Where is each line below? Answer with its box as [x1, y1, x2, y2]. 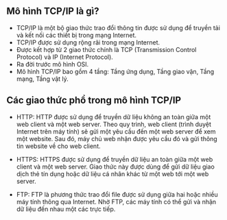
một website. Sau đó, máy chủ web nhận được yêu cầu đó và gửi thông [16, 134, 217, 143]
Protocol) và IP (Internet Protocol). [16, 53, 114, 61]
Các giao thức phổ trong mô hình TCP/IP [6, 95, 182, 106]
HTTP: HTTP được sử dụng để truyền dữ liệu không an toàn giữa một [16, 112, 211, 121]
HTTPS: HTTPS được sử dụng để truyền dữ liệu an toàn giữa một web [16, 155, 213, 163]
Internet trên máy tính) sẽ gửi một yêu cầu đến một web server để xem [16, 127, 217, 136]
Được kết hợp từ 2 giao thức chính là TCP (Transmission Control [16, 45, 197, 53]
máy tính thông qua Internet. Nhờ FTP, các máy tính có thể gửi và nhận [16, 197, 217, 206]
